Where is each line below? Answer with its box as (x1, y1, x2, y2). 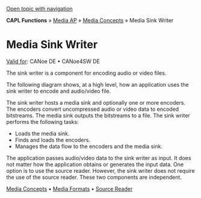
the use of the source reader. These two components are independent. (6, 173, 182, 181)
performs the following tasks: (6, 118, 79, 125)
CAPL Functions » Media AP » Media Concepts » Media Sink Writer (6, 17, 174, 23)
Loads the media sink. (14, 129, 70, 137)
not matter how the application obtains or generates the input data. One (6, 161, 184, 168)
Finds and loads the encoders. (14, 136, 91, 143)
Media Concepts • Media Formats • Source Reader (6, 185, 133, 192)
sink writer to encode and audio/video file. (6, 87, 111, 94)
